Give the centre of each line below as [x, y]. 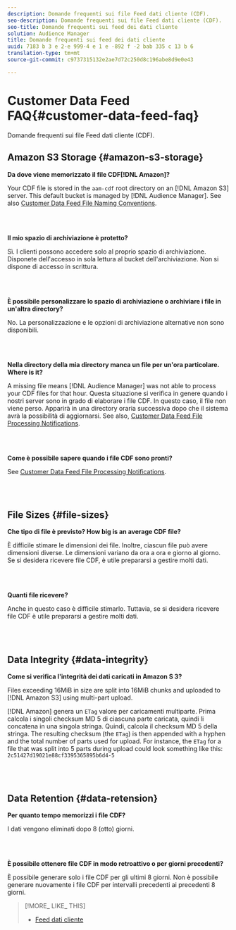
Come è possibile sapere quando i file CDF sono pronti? [90, 458]
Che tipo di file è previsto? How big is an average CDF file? [94, 532]
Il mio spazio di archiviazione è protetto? [68, 237]
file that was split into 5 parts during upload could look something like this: [115, 749]
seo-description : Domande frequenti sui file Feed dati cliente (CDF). [114, 20]
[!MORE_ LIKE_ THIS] [55, 905]
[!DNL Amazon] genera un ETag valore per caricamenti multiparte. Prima [112, 712]
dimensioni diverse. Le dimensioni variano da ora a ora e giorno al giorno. [114, 553]
